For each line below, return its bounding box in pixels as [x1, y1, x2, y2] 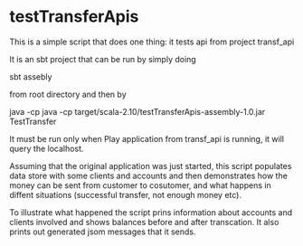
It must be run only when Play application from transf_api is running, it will [9, 133, 285, 144]
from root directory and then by [9, 89, 127, 99]
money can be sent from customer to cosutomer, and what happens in [9, 179, 271, 191]
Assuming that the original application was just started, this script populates [9, 160, 292, 171]
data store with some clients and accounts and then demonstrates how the [9, 170, 288, 181]
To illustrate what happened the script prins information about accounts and [9, 206, 292, 218]
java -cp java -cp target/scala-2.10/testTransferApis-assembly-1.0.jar [9, 106, 266, 117]
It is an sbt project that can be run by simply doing [9, 53, 196, 64]
